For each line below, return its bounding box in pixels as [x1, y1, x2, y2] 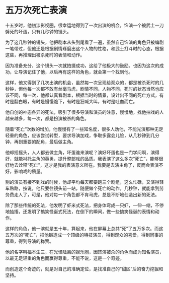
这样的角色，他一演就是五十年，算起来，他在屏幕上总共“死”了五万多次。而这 [5, 225, 163, 232]
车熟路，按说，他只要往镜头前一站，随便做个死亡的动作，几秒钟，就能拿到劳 [5, 185, 164, 191]
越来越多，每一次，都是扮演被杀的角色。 [5, 115, 89, 121]
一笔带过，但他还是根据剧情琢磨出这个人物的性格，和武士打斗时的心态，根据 [5, 45, 164, 51]
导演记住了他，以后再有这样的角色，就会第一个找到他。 [18, 68, 133, 75]
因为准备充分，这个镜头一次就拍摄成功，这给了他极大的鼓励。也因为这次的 [5, 62, 159, 68]
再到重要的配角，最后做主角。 [14, 138, 76, 145]
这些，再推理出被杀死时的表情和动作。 [5, 51, 84, 58]
